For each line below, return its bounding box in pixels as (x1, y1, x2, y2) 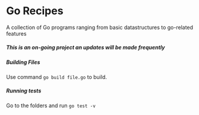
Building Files (6, 58, 40, 66)
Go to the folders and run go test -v (6, 102, 96, 109)
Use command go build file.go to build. (6, 74, 107, 81)
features (6, 30, 27, 37)
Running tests (6, 87, 42, 94)
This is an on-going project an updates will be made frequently (6, 43, 165, 51)
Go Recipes (6, 4, 64, 18)
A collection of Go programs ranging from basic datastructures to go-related (6, 24, 194, 31)
